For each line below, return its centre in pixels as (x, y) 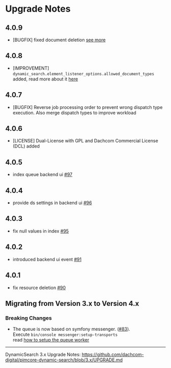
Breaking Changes (29, 318)
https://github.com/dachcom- (113, 355)
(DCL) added (26, 146)
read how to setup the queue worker (51, 340)
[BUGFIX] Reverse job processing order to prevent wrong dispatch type (88, 107)
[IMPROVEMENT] (31, 68)
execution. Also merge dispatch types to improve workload (74, 112)
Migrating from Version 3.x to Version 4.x (72, 303)
